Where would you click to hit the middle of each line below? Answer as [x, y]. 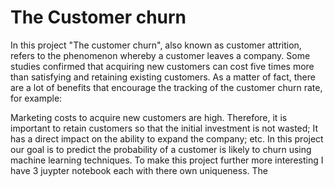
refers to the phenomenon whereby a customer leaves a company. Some [160, 55]
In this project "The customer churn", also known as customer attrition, [156, 45]
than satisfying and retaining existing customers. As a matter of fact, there [163, 77]
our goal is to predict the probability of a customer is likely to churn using [161, 149]
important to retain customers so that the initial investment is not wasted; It [164, 128]
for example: [36, 98]
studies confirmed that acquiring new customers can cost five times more [162, 66]
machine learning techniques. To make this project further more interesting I [167, 160]
